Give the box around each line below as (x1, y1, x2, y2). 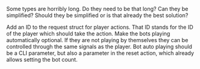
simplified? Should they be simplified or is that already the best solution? (6, 12, 188, 19)
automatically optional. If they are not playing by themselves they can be (6, 37, 188, 43)
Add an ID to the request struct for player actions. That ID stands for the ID (6, 24, 194, 31)
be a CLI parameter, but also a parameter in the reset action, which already (6, 49, 195, 57)
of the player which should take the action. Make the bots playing (6, 30, 171, 37)
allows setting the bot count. (6, 56, 78, 63)
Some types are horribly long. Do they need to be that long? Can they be (6, 5, 189, 12)
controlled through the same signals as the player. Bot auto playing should (6, 43, 193, 50)
